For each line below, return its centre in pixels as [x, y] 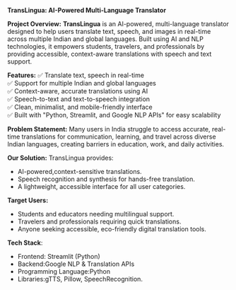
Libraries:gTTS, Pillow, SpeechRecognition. [80, 279]
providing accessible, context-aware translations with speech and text [110, 54]
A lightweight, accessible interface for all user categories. [101, 186]
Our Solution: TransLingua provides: [61, 158]
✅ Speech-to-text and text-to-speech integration [79, 99]
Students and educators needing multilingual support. [96, 214]
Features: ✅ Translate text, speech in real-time [76, 75]
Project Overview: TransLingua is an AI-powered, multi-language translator [118, 24]
